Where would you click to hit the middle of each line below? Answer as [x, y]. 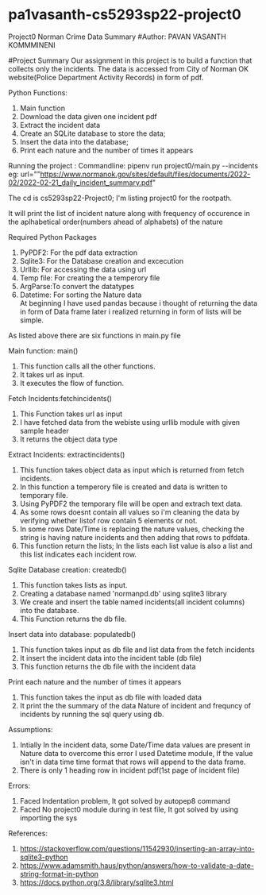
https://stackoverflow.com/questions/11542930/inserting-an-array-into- [137, 848]
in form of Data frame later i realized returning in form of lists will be [131, 311]
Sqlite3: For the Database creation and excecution [102, 260]
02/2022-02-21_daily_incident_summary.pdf [81, 182]
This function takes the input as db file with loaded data [111, 697]
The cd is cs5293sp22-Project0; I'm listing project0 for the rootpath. [120, 198]
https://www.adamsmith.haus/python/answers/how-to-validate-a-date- [137, 865]
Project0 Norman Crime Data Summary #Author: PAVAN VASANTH [117, 37]
